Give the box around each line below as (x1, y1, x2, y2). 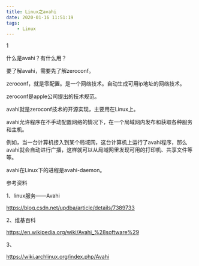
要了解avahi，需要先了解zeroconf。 (6, 67, 94, 75)
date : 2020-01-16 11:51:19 (6, 14, 74, 20)
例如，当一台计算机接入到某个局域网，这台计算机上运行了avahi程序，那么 (6, 139, 188, 146)
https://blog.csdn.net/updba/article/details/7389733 (6, 204, 135, 211)
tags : (6, 20, 20, 26)
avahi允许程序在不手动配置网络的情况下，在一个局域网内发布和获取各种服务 (6, 119, 193, 126)
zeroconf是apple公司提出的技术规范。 (6, 93, 100, 100)
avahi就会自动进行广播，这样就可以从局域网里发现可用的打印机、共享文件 (6, 146, 188, 153)
